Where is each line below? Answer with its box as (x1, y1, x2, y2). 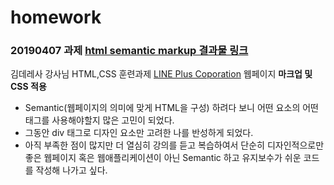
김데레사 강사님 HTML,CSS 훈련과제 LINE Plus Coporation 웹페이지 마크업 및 (10, 68, 313, 80)
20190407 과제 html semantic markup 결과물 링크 (10, 44, 249, 58)
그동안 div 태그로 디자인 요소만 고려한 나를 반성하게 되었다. (24, 127, 254, 139)
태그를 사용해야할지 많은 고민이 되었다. (24, 114, 175, 126)
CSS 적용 (10, 81, 47, 93)
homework (10, 6, 102, 29)
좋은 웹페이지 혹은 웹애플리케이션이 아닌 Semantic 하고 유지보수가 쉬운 (24, 152, 302, 164)
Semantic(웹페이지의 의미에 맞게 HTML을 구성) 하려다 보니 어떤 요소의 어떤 (24, 102, 319, 114)
